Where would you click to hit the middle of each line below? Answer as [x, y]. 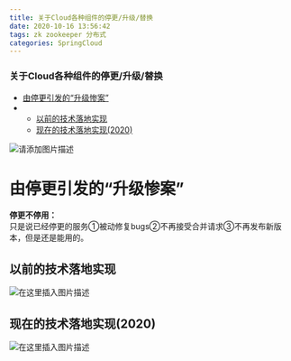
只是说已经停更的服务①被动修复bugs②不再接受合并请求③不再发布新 [142, 227]
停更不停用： [33, 215]
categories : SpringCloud [56, 43]
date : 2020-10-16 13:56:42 [60, 26]
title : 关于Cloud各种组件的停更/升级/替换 [81, 18]
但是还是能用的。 [56, 238]
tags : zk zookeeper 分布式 [58, 34]
